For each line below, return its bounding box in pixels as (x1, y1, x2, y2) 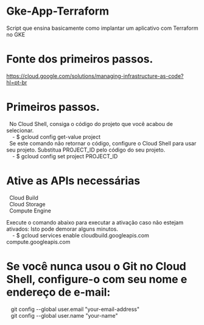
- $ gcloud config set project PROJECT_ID (12, 152, 118, 159)
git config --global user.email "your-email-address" (10, 306, 140, 313)
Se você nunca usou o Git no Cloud (6, 259, 187, 273)
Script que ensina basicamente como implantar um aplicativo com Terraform (6, 24, 199, 32)
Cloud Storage (9, 200, 46, 208)
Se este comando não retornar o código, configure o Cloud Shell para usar (9, 139, 197, 147)
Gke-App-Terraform (6, 4, 110, 18)
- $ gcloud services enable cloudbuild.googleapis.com (12, 231, 149, 239)
